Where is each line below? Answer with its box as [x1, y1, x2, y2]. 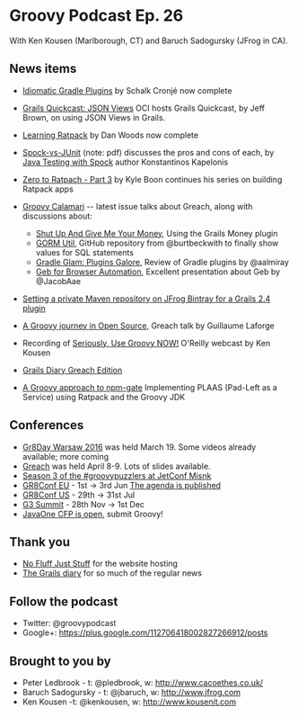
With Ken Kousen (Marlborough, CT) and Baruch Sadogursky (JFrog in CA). [9, 35, 289, 46]
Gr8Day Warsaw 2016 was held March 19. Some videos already [22, 442, 257, 452]
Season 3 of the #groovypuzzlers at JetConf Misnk [22, 470, 212, 481]
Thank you [9, 534, 70, 550]
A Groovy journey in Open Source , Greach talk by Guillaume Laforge [22, 320, 276, 331]
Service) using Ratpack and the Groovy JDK [22, 391, 186, 402]
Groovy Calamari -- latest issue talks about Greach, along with [22, 201, 253, 211]
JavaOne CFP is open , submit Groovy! [22, 508, 163, 519]
